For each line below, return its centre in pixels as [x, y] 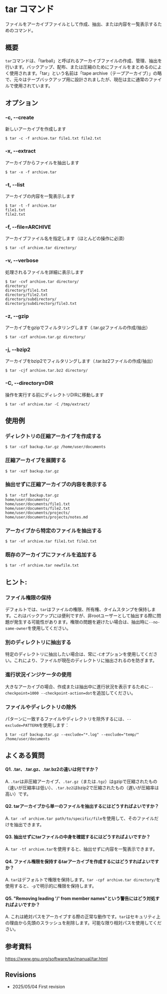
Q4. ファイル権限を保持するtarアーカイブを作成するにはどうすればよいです [82, 861]
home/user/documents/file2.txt [38, 508]
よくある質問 [25, 756]
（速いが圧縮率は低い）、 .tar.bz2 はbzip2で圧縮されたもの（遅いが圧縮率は [82, 787]
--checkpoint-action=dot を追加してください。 [88, 693]
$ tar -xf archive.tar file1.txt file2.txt [51, 542]
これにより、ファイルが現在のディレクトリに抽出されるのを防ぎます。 [85, 661]
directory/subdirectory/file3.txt [41, 303]
